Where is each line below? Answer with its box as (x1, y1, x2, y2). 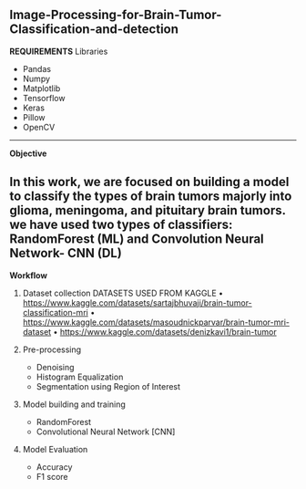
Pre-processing (22, 344, 82, 355)
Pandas (22, 63, 52, 74)
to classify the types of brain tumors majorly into (9, 189, 292, 204)
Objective (9, 148, 47, 159)
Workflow (9, 269, 48, 281)
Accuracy (36, 461, 73, 473)
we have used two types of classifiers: (9, 217, 233, 233)
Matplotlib (22, 82, 61, 94)
